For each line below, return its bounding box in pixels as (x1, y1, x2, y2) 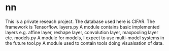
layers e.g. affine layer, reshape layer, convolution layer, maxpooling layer (5, 29, 158, 35)
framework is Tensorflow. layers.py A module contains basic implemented (5, 23, 160, 30)
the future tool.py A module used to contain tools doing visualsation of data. (5, 40, 164, 46)
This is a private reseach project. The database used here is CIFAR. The (5, 18, 155, 24)
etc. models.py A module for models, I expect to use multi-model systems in (5, 35, 164, 41)
